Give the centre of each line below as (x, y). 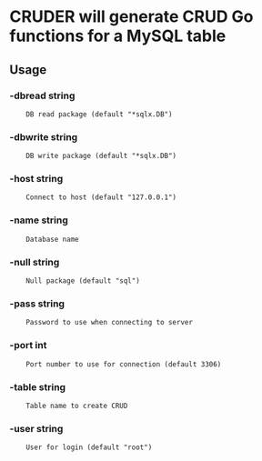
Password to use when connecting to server (110, 323)
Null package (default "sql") (83, 281)
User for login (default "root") (89, 447)
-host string (36, 179)
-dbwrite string (44, 136)
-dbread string (42, 95)
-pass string (37, 304)
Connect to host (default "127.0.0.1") (101, 197)
